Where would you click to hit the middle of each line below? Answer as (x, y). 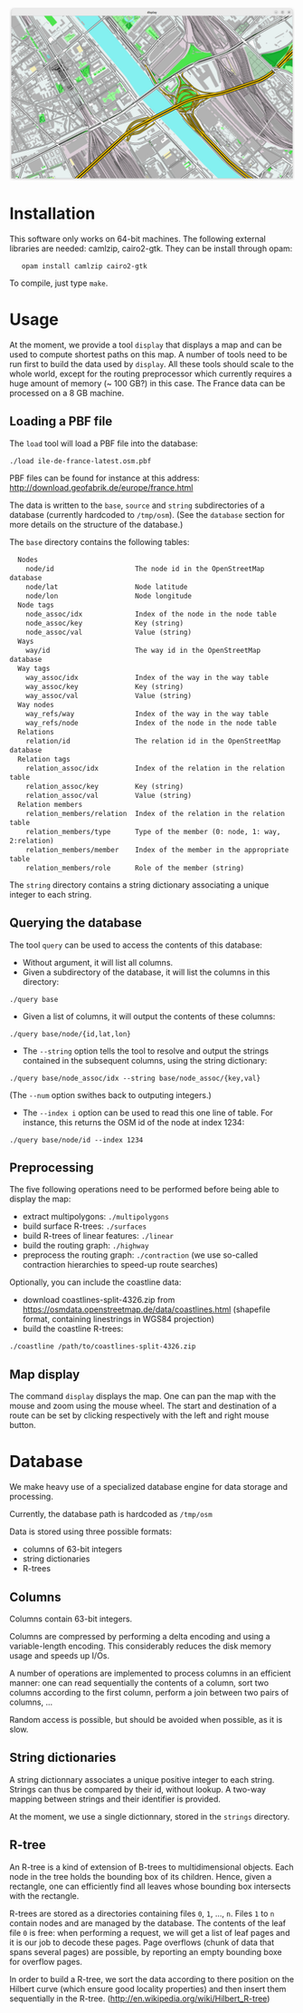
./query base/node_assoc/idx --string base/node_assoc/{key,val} (135, 1078)
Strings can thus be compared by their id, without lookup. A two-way (138, 1789)
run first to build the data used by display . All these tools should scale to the (151, 365)
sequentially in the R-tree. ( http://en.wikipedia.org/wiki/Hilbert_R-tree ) (140, 1998)
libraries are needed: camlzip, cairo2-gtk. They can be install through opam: (151, 248)
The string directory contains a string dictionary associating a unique (139, 885)
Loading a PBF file (61, 421)
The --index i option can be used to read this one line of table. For (147, 1113)
